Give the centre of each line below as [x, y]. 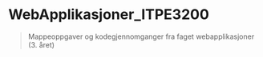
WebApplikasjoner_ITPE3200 [109, 15]
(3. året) [41, 44]
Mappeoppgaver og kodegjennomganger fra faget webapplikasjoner [141, 36]
